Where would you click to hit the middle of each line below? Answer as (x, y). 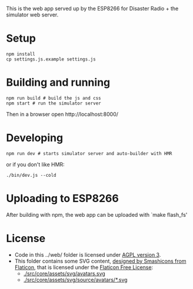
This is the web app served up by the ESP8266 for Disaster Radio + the (92, 9)
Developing (35, 138)
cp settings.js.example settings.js (51, 59)
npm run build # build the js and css (54, 98)
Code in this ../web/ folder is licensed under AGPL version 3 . (88, 254)
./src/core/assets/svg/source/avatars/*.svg (75, 280)
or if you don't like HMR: (35, 164)
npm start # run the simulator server (54, 103)
